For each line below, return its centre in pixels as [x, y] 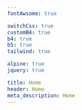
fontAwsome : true [32, 13]
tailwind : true [29, 52]
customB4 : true [29, 32]
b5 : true [20, 45]
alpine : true [26, 64]
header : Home [26, 89]
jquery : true [26, 70]
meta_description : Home [41, 96]
